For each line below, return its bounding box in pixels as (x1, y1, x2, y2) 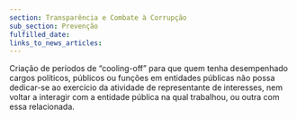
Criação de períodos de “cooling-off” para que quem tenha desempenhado (9, 63, 288, 74)
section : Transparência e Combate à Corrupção (9, 13, 187, 23)
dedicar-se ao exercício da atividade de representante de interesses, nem (9, 82, 283, 93)
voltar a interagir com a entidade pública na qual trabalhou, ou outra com (9, 92, 281, 103)
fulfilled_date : (9, 30, 70, 39)
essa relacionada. (9, 101, 75, 113)
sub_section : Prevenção (9, 22, 99, 31)
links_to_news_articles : (9, 38, 103, 48)
